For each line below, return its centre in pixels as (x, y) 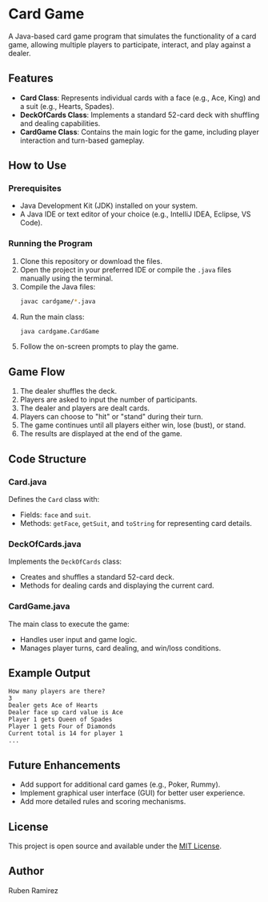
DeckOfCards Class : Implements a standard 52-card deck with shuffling (140, 115)
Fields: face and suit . (55, 515)
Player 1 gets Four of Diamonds (62, 726)
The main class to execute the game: (69, 624)
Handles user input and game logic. (78, 639)
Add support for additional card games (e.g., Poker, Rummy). (120, 785)
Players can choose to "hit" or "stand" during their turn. (111, 417)
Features (31, 78)
